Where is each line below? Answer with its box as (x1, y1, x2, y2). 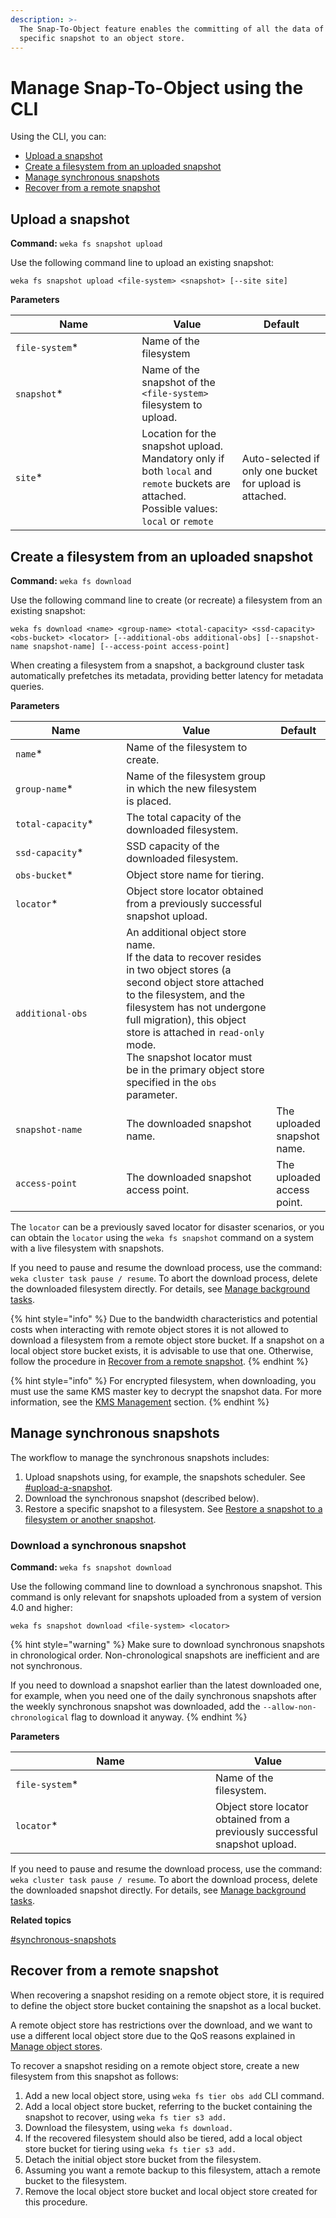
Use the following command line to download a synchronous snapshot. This (10, 1581, 323, 1593)
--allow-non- (262, 1702, 317, 1713)
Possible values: (141, 502, 218, 516)
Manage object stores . (10, 2040, 103, 2052)
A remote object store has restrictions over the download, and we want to (10, 2019, 313, 2031)
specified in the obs (126, 1075, 217, 1089)
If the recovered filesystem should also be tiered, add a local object (24, 2132, 303, 2144)
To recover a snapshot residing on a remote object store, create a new (10, 2059, 300, 2071)
